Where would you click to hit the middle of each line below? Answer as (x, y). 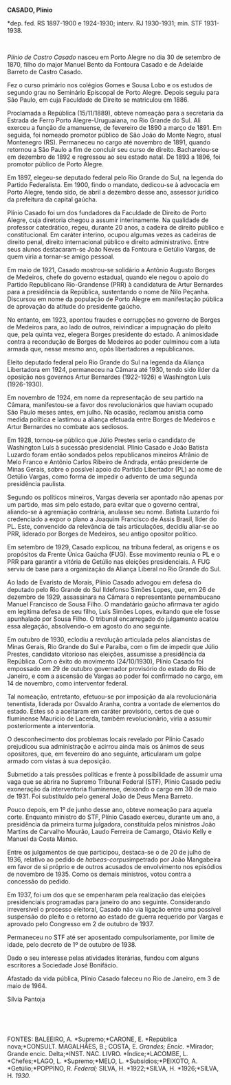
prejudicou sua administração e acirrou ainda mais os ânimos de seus (106, 746)
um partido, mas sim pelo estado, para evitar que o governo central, (103, 504)
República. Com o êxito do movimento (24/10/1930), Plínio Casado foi (106, 661)
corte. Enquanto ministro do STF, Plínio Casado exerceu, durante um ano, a (113, 817)
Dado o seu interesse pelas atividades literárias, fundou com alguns (103, 958)
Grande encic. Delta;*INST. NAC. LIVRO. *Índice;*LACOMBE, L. (98, 1054)
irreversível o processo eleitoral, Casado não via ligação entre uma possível (114, 909)
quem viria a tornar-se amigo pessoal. (61, 256)
